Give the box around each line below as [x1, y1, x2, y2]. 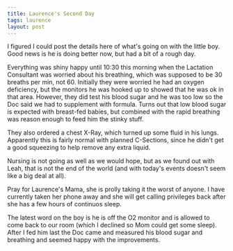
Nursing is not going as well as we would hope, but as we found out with [7, 157, 215, 165]
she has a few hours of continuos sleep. [7, 200, 122, 208]
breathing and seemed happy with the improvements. [7, 236, 161, 244]
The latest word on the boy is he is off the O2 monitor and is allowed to [7, 213, 210, 222]
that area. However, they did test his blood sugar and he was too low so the [7, 93, 223, 101]
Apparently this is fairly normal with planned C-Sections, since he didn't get [7, 136, 224, 144]
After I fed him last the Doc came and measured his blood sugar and [7, 228, 203, 237]
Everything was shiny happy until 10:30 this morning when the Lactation [7, 63, 214, 72]
